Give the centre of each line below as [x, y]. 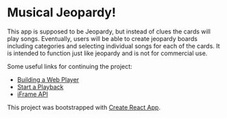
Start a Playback [40, 87]
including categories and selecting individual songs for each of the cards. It [114, 46]
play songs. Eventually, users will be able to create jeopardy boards [102, 38]
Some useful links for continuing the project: [70, 66]
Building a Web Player [48, 79]
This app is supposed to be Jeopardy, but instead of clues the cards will [109, 31]
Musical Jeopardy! [62, 13]
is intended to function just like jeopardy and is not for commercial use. [107, 53]
